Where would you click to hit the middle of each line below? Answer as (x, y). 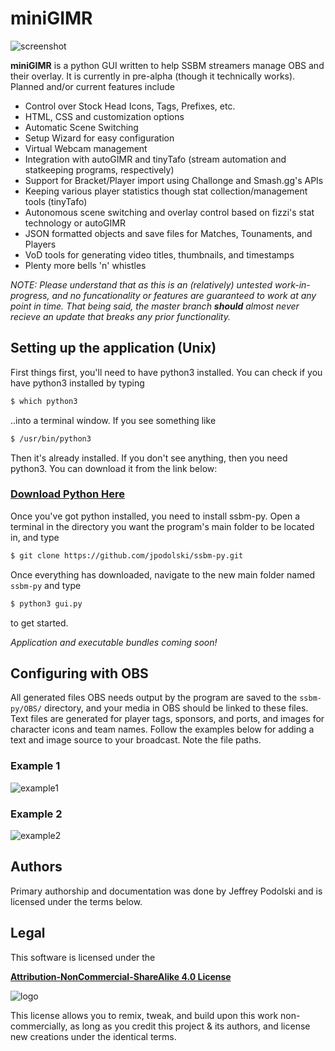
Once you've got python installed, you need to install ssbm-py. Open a (155, 516)
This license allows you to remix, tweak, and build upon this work (144, 1015)
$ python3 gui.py (46, 603)
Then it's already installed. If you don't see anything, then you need (149, 458)
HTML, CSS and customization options (104, 116)
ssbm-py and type (46, 585)
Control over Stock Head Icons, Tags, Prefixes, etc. (130, 106)
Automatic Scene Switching (81, 127)
